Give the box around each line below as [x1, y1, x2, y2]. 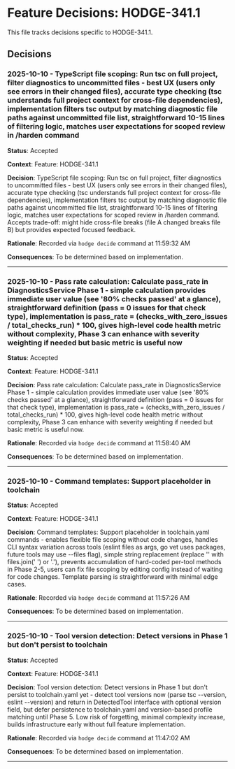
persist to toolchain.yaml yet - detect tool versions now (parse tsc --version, [7, 690, 227, 698]
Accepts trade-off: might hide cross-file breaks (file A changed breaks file [7, 218, 221, 227]
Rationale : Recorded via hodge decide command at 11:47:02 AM [7, 733, 190, 742]
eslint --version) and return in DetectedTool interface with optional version [7, 698, 222, 706]
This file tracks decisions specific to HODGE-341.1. [7, 28, 153, 36]
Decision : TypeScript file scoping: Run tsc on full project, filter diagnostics [7, 173, 222, 182]
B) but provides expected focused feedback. [7, 225, 136, 233]
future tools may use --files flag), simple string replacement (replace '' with [7, 550, 224, 559]
